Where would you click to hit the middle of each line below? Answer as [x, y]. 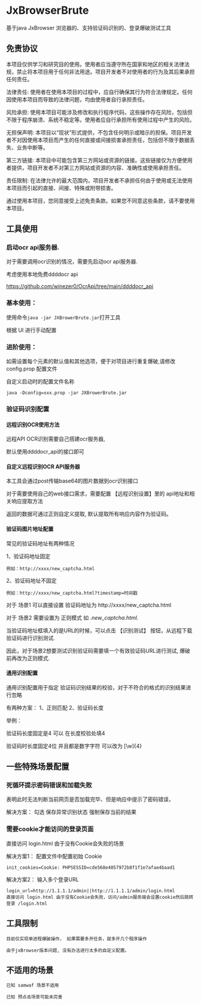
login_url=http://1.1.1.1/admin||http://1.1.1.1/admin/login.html [91, 891]
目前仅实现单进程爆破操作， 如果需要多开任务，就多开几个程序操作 [77, 939]
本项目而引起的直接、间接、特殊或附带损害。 [61, 188]
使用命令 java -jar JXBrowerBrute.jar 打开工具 [63, 317]
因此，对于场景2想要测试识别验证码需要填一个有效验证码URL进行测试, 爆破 [98, 650]
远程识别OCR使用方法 [33, 424]
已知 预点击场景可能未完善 [34, 997]
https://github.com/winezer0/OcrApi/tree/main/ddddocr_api [80, 286]
